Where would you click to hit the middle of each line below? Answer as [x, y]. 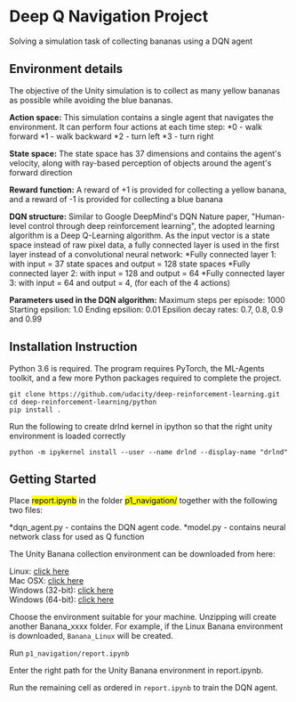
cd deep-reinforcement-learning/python [83, 402]
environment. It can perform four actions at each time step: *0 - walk [136, 127]
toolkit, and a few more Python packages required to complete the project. [145, 378]
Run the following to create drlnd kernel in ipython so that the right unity [141, 426]
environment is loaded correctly [68, 436]
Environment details [66, 69]
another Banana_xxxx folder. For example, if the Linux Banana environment [146, 626]
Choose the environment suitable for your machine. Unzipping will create [143, 617]
